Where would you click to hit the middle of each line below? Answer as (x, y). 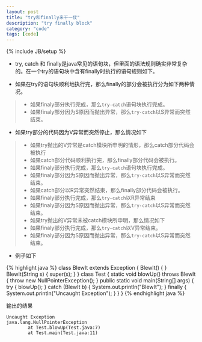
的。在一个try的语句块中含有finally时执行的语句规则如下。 (86, 71)
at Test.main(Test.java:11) (63, 333)
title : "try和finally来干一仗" (43, 17)
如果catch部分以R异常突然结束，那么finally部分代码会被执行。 (106, 190)
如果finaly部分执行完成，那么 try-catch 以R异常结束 (93, 198)
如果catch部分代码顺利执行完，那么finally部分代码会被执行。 (105, 160)
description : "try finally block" (50, 23)
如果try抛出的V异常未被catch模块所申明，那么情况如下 (97, 220)
